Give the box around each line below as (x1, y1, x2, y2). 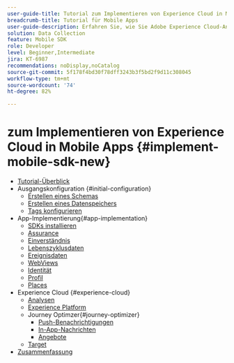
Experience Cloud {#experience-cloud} (17, 288, 131, 297)
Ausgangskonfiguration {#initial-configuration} (17, 184, 152, 193)
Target (27, 340, 47, 349)
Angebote (38, 333, 67, 341)
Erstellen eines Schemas (27, 192, 99, 200)
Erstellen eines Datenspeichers (27, 200, 117, 208)
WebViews (27, 259, 58, 267)
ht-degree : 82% (7, 88, 52, 95)
